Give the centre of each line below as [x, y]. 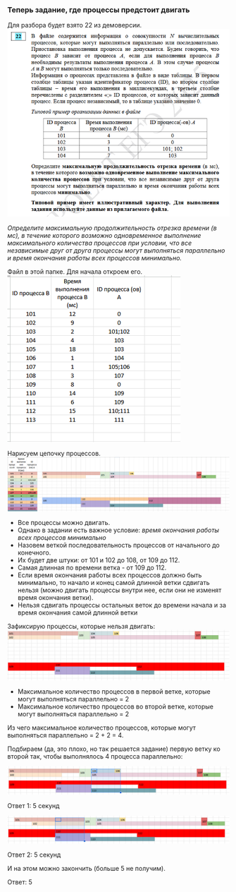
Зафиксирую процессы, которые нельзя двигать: [81, 627]
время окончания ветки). [55, 598]
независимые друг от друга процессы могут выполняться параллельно [116, 250]
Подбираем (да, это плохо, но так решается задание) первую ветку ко [114, 749]
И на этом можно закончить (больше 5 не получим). [86, 868]
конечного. [34, 553]
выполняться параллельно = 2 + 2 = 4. [66, 735]
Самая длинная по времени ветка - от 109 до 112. [92, 568]
